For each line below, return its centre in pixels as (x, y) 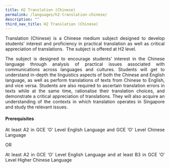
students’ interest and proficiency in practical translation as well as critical (85, 44)
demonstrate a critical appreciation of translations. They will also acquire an (85, 96)
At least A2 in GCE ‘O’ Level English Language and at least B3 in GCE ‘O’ (85, 155)
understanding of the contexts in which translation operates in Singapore (85, 102)
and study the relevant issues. (37, 107)
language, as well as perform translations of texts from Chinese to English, (85, 80)
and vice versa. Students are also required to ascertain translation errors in (85, 86)
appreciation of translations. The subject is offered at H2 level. (71, 49)
